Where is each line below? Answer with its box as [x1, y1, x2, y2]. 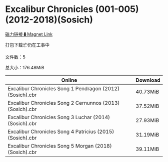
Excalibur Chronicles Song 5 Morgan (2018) [7, 142, 112, 149]
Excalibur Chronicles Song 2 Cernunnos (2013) [7, 99, 120, 106]
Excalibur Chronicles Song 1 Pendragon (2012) [7, 85, 120, 92]
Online [61, 76, 77, 83]
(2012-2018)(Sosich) [5, 14, 93, 25]
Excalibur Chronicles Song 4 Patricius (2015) [7, 128, 114, 135]
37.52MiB [135, 102, 159, 109]
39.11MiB [135, 146, 159, 153]
